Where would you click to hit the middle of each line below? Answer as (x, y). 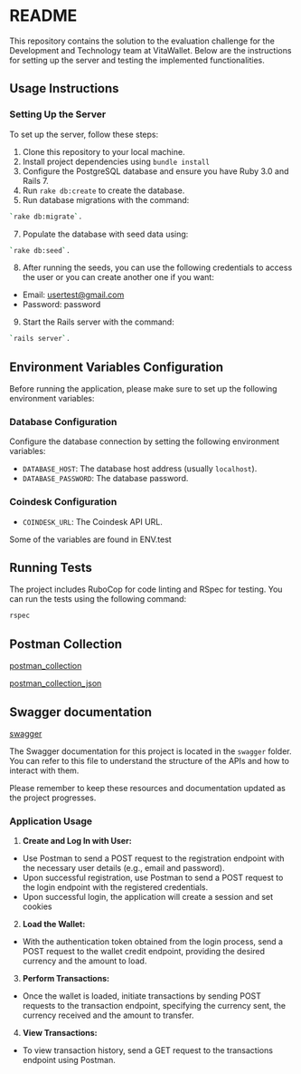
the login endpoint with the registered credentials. (115, 887)
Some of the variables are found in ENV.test (90, 539)
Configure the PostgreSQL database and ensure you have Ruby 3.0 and (155, 171)
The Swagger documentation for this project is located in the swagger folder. (150, 751)
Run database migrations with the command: (106, 199)
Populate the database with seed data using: (105, 234)
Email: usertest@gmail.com (73, 295)
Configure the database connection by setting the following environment (145, 441)
